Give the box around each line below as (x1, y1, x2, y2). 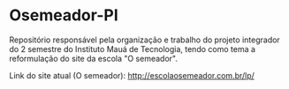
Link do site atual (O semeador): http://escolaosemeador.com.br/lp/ (9, 70, 255, 80)
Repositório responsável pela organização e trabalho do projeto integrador (9, 34, 280, 45)
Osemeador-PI (9, 5, 118, 26)
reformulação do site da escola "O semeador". (9, 53, 179, 63)
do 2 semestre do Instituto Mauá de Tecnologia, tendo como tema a (9, 43, 256, 54)
